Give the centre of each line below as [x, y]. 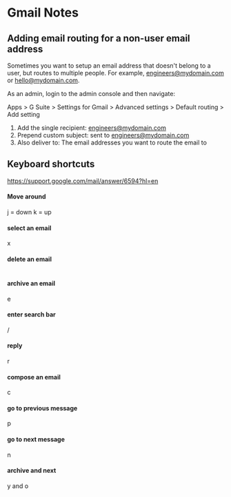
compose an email [34, 377]
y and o [18, 486]
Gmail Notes [43, 13]
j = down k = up [29, 212]
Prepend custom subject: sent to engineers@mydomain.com [103, 135]
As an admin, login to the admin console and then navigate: [91, 94]
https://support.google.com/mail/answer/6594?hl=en [83, 180]
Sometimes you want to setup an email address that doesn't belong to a [109, 66]
